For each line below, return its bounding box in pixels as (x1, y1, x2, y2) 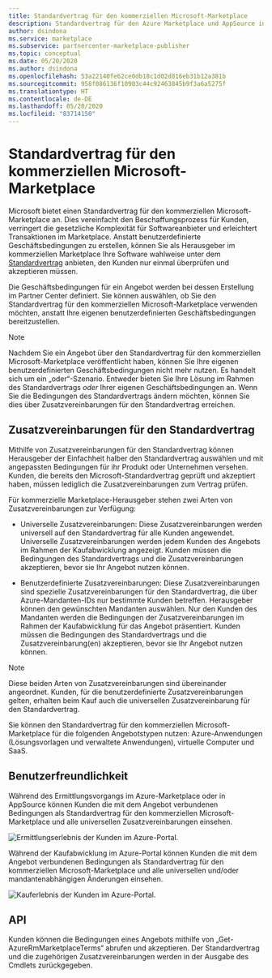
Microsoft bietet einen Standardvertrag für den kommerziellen (8, 206, 215, 216)
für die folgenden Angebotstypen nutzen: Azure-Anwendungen (52, 728, 263, 738)
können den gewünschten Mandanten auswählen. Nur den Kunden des (19, 603, 257, 613)
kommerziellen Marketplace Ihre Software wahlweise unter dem (8, 249, 221, 259)
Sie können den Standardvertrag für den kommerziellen (8, 719, 194, 730)
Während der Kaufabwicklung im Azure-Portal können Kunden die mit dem (8, 848, 257, 858)
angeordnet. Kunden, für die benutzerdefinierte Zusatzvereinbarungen (8, 687, 244, 697)
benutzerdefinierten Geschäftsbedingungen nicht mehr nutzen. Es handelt (8, 365, 257, 375)
